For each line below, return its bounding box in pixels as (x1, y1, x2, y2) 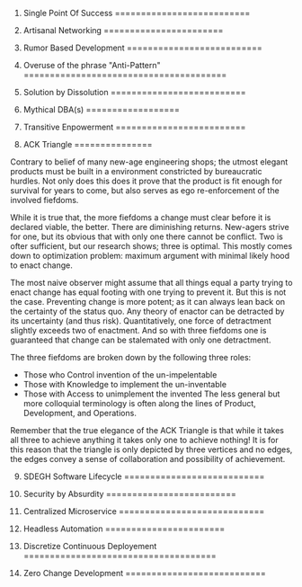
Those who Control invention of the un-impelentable (22, 369, 218, 380)
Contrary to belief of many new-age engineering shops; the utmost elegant (10, 156, 289, 167)
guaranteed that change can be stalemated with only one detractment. (10, 334, 271, 345)
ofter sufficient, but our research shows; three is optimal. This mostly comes (10, 241, 293, 251)
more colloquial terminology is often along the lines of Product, (22, 398, 257, 408)
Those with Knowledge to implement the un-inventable (22, 379, 227, 389)
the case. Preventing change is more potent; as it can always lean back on (10, 297, 286, 307)
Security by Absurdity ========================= (22, 489, 236, 499)
